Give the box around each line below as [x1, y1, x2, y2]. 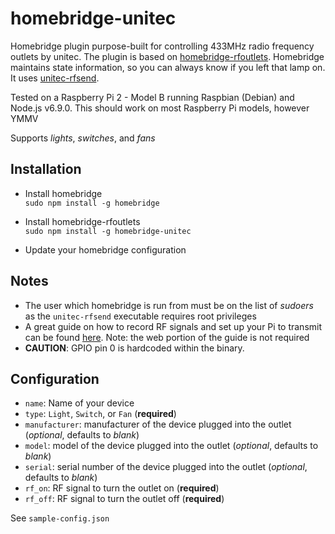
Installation [10, 161, 82, 178]
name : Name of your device [24, 397, 135, 409]
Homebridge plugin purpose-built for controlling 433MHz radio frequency [10, 40, 315, 52]
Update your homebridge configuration [24, 243, 187, 256]
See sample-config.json [10, 512, 110, 524]
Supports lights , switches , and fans [10, 132, 156, 144]
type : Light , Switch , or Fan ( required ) [24, 408, 177, 420]
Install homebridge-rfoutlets [24, 215, 141, 227]
